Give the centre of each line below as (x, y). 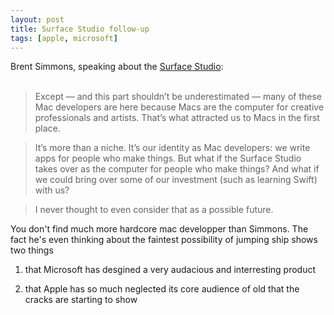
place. (47, 128)
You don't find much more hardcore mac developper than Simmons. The (159, 229)
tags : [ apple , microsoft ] (64, 38)
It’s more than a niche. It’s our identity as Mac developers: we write (172, 148)
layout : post (37, 19)
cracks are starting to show (81, 300)
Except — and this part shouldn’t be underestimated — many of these (178, 97)
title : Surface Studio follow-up (80, 29)
